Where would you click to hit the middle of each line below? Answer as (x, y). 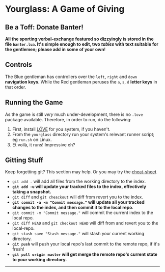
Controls (19, 65)
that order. (15, 87)
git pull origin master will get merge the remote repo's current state (85, 254)
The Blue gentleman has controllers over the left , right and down (71, 77)
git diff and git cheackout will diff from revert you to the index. (78, 197)
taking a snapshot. (32, 192)
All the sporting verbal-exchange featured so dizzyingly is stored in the (79, 39)
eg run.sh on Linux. (32, 139)
